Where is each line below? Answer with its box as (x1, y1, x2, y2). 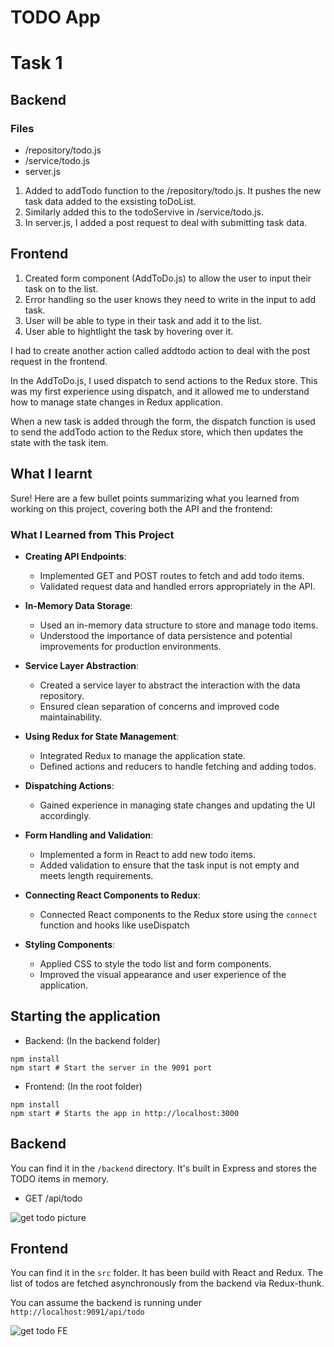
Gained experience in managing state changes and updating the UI (39, 799, 316, 811)
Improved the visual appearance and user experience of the (39, 968, 287, 980)
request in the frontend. (10, 355, 108, 367)
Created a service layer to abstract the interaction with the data (39, 679, 301, 691)
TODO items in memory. (10, 1172, 110, 1185)
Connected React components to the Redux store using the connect (39, 908, 318, 920)
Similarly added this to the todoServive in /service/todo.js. (24, 206, 265, 218)
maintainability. (39, 711, 103, 723)
